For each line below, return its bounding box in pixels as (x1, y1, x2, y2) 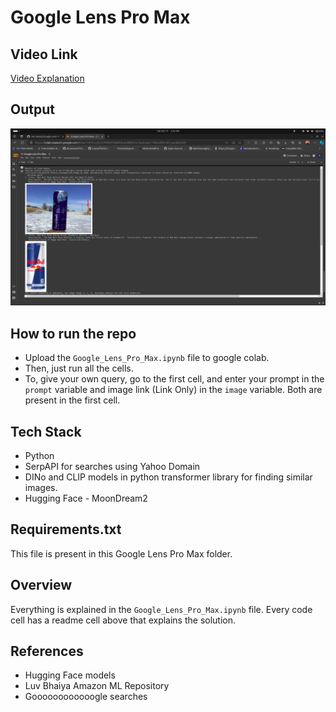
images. (24, 481, 58, 493)
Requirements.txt (10, 521, 122, 538)
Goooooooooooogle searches (24, 691, 148, 703)
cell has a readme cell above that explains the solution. (10, 614, 237, 626)
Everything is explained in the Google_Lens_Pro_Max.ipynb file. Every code (10, 603, 313, 615)
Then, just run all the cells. (24, 362, 134, 375)
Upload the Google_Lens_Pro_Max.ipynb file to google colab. (24, 352, 270, 364)
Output (10, 101, 55, 118)
